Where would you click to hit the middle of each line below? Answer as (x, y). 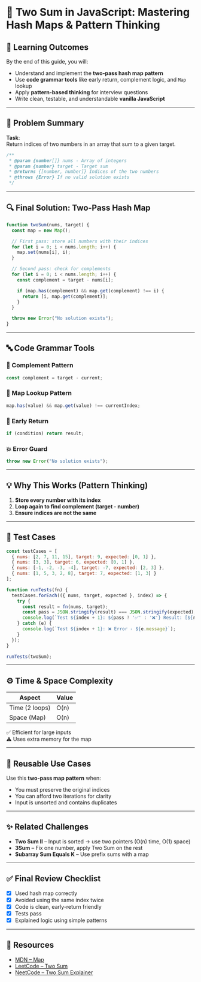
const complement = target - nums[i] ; (65, 280)
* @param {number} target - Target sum (59, 166)
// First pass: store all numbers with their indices (80, 241)
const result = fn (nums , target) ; (65, 607)
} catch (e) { (34, 624)
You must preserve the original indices (62, 790)
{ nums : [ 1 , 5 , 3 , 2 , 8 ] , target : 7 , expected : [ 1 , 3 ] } (84, 574)
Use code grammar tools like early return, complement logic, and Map (100, 80)
